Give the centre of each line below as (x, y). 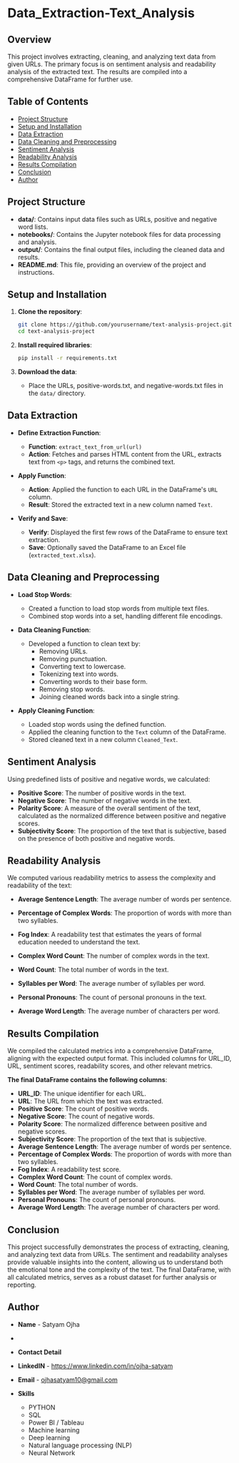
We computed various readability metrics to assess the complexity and (112, 878)
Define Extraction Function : (59, 432)
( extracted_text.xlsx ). (62, 555)
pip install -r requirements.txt (67, 358)
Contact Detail (40, 1352)
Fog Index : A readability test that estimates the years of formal (110, 934)
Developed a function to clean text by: (84, 643)
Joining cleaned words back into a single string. (109, 696)
